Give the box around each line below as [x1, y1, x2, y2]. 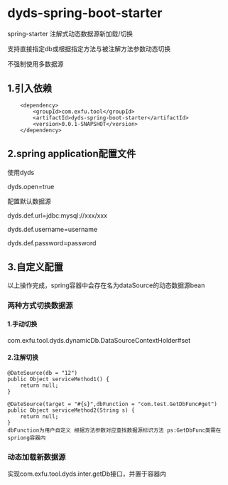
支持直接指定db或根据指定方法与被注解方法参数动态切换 [7, 44, 171, 53]
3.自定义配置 [7, 261, 64, 273]
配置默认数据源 [7, 197, 51, 206]
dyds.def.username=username [7, 225, 98, 233]
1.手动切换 [7, 319, 38, 328]
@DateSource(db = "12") [7, 369, 78, 376]
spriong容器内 [7, 434, 46, 442]
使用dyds [7, 168, 35, 176]
